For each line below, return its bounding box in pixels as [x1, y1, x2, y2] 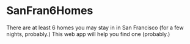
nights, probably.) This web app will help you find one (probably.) [6, 30, 170, 37]
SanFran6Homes [6, 4, 93, 18]
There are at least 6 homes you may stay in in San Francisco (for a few [6, 24, 184, 31]
